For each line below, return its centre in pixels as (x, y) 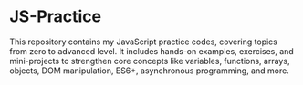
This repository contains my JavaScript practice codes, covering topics (144, 42)
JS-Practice (56, 17)
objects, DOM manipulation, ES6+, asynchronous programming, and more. (149, 71)
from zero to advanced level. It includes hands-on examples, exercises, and (151, 51)
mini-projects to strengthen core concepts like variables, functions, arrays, (150, 61)
